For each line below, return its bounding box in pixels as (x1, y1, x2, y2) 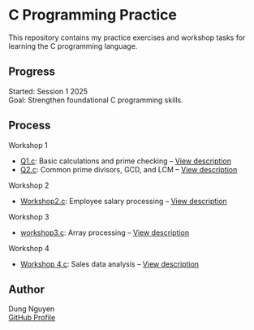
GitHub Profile (8, 313, 56, 323)
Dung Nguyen (8, 304, 55, 314)
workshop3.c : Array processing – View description (19, 228, 189, 237)
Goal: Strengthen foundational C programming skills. (8, 95, 184, 105)
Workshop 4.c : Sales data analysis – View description (19, 258, 200, 269)
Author (8, 282, 45, 296)
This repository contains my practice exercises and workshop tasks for (8, 33, 246, 42)
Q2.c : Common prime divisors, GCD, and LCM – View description (19, 164, 238, 174)
